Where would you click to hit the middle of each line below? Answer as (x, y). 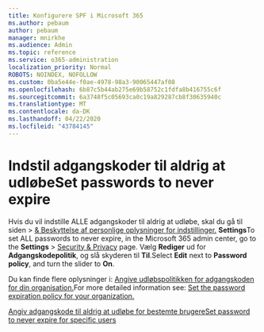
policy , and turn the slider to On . (61, 264)
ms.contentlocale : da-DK (49, 112)
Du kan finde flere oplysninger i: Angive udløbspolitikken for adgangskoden (132, 279)
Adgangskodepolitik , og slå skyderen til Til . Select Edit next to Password (128, 255)
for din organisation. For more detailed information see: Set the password (127, 288)
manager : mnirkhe (37, 38)
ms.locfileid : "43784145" (51, 126)
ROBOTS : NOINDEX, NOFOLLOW (53, 75)
